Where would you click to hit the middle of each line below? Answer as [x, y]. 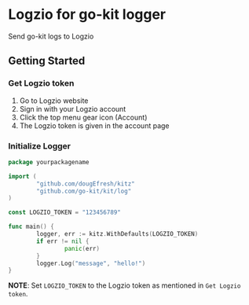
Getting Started [47, 61]
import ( [22, 176]
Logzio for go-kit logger [87, 15]
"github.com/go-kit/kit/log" [84, 191]
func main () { [31, 227]
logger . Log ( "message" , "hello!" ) [91, 263]
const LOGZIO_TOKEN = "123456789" [65, 213]
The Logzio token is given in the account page [94, 125]
